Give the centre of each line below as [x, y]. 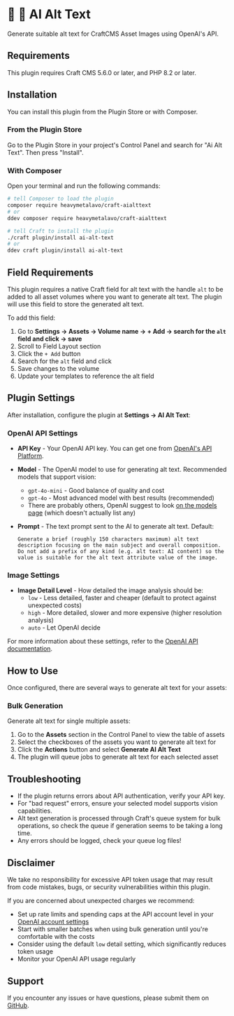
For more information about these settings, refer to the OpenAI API [103, 642]
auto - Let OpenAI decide [64, 628]
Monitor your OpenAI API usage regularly [76, 959]
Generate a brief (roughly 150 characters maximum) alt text [108, 539]
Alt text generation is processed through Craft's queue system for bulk [119, 818]
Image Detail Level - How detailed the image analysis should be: [110, 590]
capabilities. [35, 811]
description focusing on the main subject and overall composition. [119, 546]
